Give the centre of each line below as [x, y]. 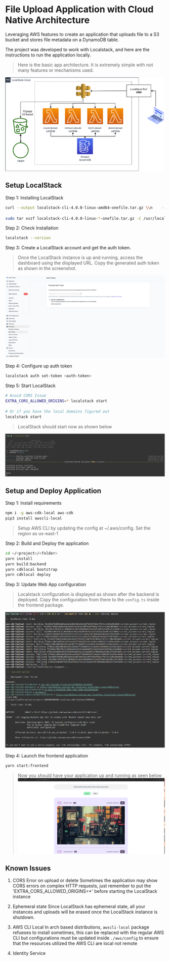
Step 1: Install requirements [33, 503]
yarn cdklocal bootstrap [31, 569]
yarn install [19, 559]
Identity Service [29, 953]
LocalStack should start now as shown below [65, 427]
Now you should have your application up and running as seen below [90, 775]
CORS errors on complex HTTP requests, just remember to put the [82, 886]
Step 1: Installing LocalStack [34, 197]
